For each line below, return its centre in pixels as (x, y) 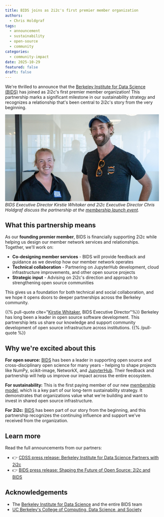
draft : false (18, 72)
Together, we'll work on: (29, 247)
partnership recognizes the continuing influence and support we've (73, 415)
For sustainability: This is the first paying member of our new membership (80, 385)
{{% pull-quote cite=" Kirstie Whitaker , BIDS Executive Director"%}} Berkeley (82, 312)
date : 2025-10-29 (23, 62)
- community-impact (29, 57)
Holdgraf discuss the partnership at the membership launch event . (72, 210)
